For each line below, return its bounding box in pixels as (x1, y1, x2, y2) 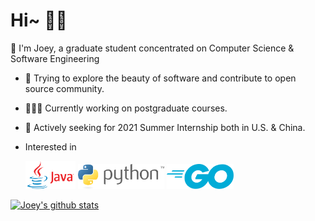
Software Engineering (10, 52, 100, 64)
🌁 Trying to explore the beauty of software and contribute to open (24, 72, 297, 84)
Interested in (24, 140, 77, 153)
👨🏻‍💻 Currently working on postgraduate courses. (24, 102, 228, 114)
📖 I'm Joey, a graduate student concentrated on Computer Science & (10, 42, 295, 54)
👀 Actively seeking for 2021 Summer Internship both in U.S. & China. (24, 121, 306, 133)
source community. (24, 82, 105, 94)
